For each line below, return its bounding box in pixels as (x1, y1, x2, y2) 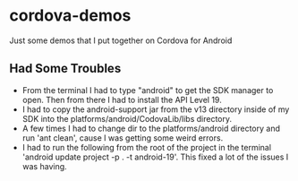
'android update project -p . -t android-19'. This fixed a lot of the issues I (21, 151, 289, 162)
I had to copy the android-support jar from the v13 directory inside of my (21, 104, 290, 115)
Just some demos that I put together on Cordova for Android (9, 35, 233, 46)
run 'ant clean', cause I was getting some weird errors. (21, 132, 224, 143)
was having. (21, 160, 67, 171)
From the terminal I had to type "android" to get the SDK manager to (21, 84, 274, 95)
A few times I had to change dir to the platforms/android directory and (21, 123, 280, 134)
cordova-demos (9, 5, 132, 26)
